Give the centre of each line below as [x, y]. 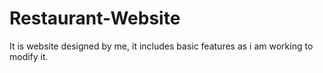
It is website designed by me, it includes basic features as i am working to [161, 46]
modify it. [29, 56]
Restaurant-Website [95, 18]
